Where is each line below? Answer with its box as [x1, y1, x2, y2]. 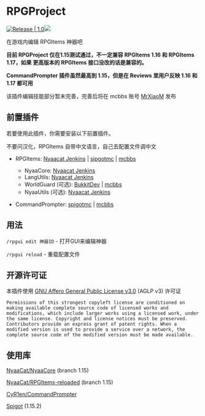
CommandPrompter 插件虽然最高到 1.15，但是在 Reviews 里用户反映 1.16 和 [6, 72, 198, 79]
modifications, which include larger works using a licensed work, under [6, 310, 199, 317]
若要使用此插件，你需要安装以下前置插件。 [6, 129, 114, 137]
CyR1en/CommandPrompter [6, 391, 77, 398]
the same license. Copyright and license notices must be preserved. [6, 316, 188, 322]
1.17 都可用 [6, 79, 33, 87]
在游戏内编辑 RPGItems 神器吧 [6, 38, 83, 45]
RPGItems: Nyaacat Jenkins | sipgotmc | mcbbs [15, 155, 136, 162]
